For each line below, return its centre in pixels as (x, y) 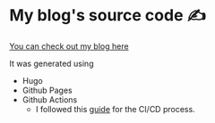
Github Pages (47, 90)
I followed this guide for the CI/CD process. (115, 109)
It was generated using (52, 63)
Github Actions (50, 99)
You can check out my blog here (69, 46)
